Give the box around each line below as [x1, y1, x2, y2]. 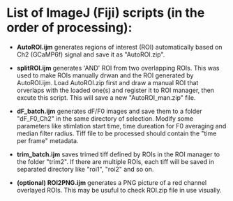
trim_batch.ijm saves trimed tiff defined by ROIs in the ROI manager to [16, 150, 220, 158]
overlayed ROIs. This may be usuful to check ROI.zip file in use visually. [16, 186, 222, 194]
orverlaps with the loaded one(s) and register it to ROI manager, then [16, 86, 214, 94]
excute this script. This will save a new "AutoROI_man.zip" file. [16, 93, 196, 102]
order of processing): [6, 20, 133, 36]
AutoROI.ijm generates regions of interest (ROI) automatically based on [16, 43, 223, 51]
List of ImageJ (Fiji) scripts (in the [6, 5, 205, 21]
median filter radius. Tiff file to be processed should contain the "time [16, 129, 217, 137]
